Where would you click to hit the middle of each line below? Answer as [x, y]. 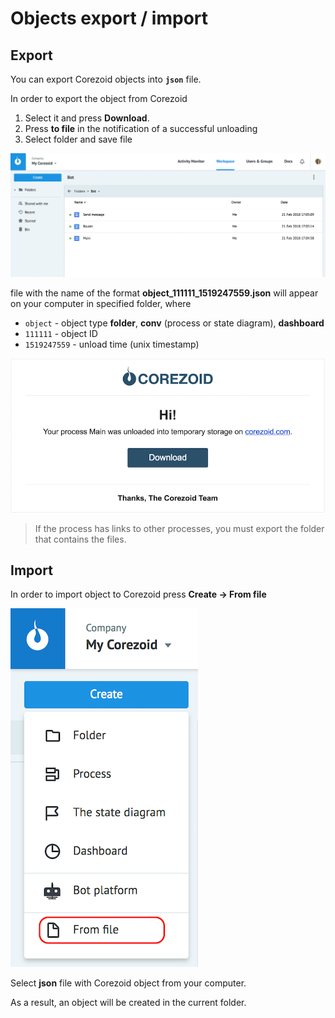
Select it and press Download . [87, 118]
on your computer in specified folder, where [101, 304]
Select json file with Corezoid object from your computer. [128, 983]
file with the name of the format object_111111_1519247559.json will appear [164, 293]
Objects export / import [109, 18]
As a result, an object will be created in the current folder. [128, 1003]
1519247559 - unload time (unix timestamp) [112, 344]
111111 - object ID [61, 334]
